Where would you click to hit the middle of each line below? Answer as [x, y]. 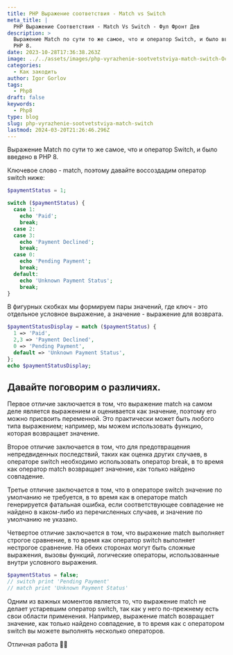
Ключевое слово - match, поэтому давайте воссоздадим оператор [107, 170]
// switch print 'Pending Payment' [59, 582]
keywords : [21, 104]
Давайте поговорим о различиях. [84, 387]
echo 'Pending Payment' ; [55, 261]
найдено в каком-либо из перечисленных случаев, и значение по [105, 512]
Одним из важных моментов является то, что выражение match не [107, 601]
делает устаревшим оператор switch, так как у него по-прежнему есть [113, 608]
